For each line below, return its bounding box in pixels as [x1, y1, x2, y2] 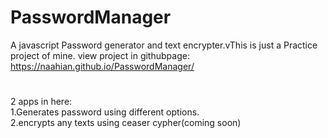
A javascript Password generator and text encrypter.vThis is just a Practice [10, 39, 318, 51]
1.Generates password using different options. [10, 106, 200, 118]
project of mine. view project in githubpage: [10, 49, 190, 61]
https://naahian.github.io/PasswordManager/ [10, 60, 195, 72]
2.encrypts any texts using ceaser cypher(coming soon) [10, 117, 242, 129]
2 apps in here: [10, 96, 73, 108]
